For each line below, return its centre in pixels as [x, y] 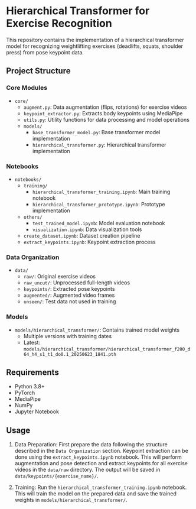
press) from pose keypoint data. [45, 52]
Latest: [32, 342]
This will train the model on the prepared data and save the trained [96, 494]
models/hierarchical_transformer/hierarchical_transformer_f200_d [107, 349]
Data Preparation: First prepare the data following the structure [91, 445]
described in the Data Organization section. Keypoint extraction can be [102, 451]
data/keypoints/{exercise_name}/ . [56, 476]
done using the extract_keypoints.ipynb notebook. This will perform [98, 457]
